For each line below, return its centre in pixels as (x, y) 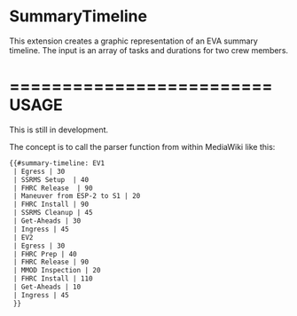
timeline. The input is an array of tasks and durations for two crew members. (149, 50)
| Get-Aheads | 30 (47, 221)
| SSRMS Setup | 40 (51, 179)
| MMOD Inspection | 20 (57, 271)
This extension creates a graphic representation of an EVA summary (134, 41)
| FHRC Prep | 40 (45, 254)
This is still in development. (59, 130)
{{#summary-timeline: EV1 (57, 163)
